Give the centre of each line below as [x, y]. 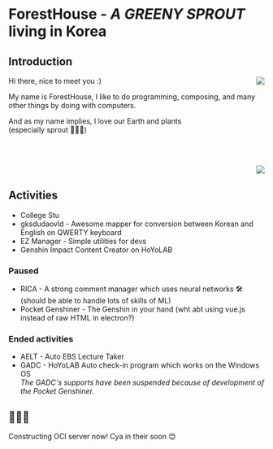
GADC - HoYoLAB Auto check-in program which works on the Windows [140, 365]
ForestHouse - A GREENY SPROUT [127, 14]
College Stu [39, 215]
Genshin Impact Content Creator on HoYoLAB [96, 250]
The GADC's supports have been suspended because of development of [142, 382]
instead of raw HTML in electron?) [77, 318]
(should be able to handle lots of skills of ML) [95, 301]
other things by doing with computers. [72, 105]
